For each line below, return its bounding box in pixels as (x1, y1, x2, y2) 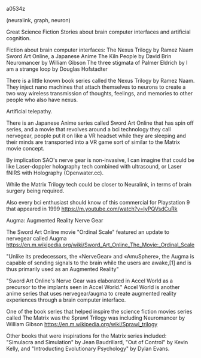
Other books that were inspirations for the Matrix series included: (6, 332, 167, 339)
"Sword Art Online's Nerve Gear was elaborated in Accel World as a (6, 277, 173, 284)
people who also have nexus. (6, 96, 78, 103)
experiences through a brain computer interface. (6, 296, 126, 303)
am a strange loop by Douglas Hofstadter (6, 65, 108, 73)
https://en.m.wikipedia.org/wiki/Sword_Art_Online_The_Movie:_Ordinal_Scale (6, 241, 195, 248)
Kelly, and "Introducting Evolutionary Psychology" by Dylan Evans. (6, 345, 170, 352)
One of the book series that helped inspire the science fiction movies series (6, 308, 193, 315)
